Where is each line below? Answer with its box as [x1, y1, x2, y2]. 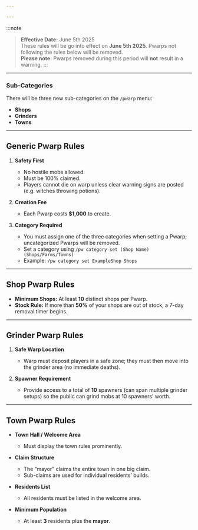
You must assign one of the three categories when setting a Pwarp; [23, 233, 187, 240]
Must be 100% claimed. [23, 175, 81, 182]
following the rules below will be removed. [20, 48, 123, 55]
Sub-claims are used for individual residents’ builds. [23, 472, 150, 479]
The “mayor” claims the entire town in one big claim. [23, 466, 151, 473]
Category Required [14, 221, 62, 228]
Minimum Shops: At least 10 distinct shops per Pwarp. [14, 295, 148, 302]
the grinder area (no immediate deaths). [23, 364, 121, 371]
